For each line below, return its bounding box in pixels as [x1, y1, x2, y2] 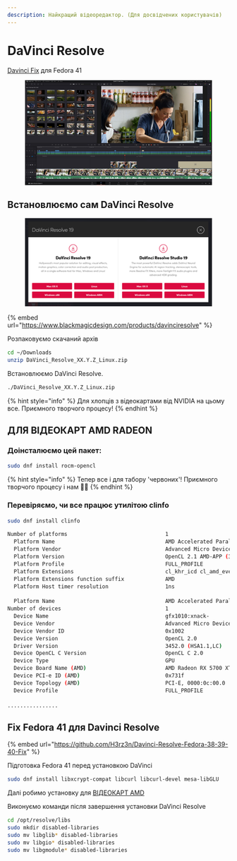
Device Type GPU [13, 657, 175, 664]
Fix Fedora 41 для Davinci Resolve [7, 721, 160, 733]
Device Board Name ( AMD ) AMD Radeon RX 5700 [13, 665, 222, 672]
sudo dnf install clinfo [7, 517, 80, 525]
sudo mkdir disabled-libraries [7, 824, 99, 831]
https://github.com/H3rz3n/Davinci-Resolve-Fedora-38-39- [54, 740, 229, 749]
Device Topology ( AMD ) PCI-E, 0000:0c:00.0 [13, 679, 226, 687]
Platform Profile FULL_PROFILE [13, 561, 203, 568]
